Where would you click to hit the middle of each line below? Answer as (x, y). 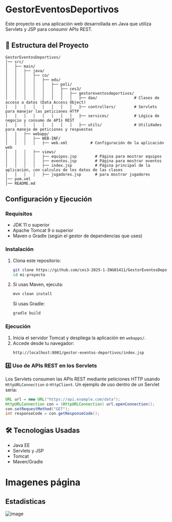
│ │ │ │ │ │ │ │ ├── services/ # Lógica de (82, 116)
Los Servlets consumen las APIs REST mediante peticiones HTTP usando (83, 379)
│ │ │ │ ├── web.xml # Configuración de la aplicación (85, 143)
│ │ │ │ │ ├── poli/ (39, 84)
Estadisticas (26, 501)
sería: (11, 390)
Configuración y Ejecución (49, 199)
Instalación (20, 249)
